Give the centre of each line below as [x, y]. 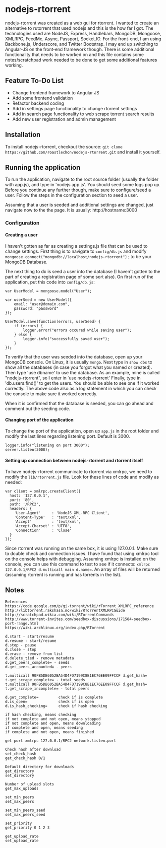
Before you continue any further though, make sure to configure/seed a [78, 190]
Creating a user [22, 235]
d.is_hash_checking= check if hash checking [56, 706]
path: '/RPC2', [25, 504]
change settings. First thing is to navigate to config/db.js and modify [76, 251]
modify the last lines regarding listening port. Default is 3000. [68, 436]
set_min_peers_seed [25, 810]
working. [14, 65]
